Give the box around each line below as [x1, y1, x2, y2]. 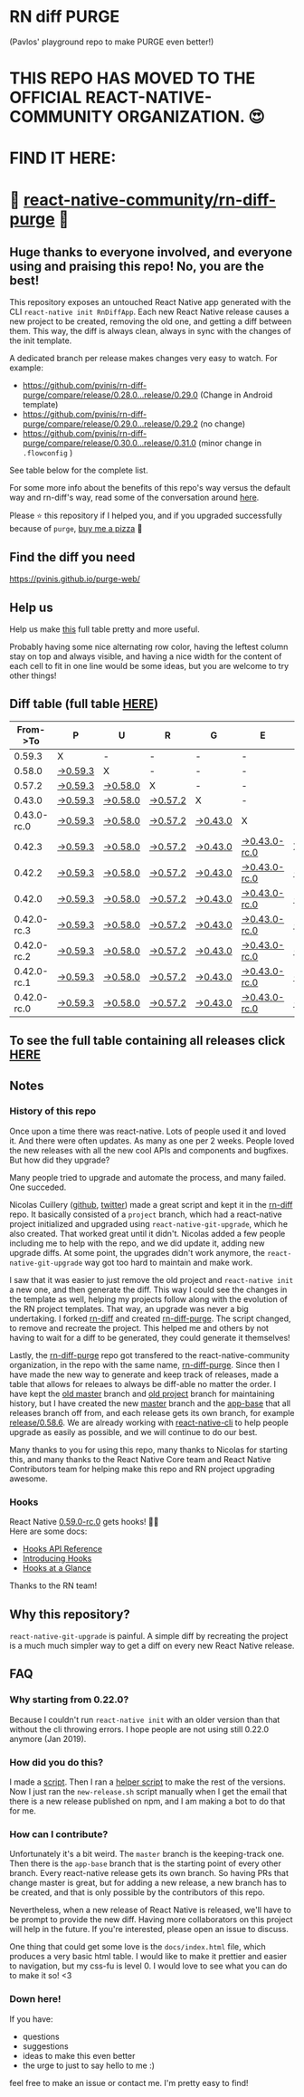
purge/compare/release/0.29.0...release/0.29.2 [22, 418, 199, 429]
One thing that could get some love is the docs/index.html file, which [9, 1941, 267, 1952]
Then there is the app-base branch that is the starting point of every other [9, 1858, 282, 1869]
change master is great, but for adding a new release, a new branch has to [9, 1877, 287, 1889]
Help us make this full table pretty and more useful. [9, 623, 201, 635]
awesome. [9, 1473, 48, 1484]
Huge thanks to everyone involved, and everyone [9, 244, 292, 260]
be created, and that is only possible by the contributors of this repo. [9, 1887, 265, 1898]
